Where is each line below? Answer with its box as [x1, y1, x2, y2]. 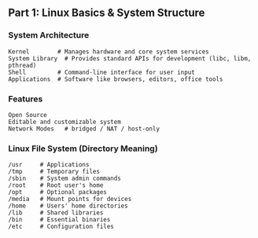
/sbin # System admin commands [8, 174, 122, 183]
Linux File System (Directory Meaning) [8, 143, 159, 154]
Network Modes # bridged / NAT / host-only [8, 125, 160, 133]
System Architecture [8, 30, 90, 41]
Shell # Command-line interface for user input [8, 68, 195, 76]
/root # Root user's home [8, 181, 104, 189]
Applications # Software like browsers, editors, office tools [8, 75, 223, 83]
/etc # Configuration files [8, 223, 114, 231]
